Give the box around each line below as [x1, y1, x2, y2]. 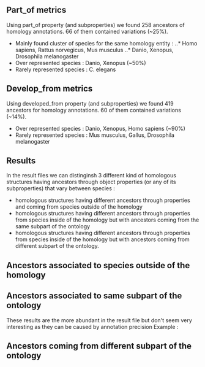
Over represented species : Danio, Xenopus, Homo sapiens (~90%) [15, 125, 185, 132]
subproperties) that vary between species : [6, 185, 115, 192]
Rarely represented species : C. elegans [15, 66, 116, 73]
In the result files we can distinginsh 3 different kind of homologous [6, 172, 176, 179]
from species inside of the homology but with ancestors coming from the [15, 216, 199, 223]
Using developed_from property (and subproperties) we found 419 [6, 99, 174, 107]
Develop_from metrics [6, 83, 93, 94]
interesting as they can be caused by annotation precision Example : [6, 323, 179, 330]
